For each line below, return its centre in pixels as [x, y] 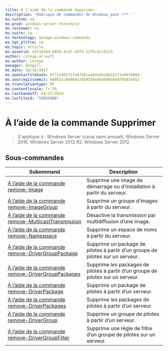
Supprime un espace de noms [122, 229]
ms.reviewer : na [22, 28]
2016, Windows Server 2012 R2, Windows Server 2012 [73, 142]
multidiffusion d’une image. [118, 221]
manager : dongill [23, 65]
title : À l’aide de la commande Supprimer [50, 10]
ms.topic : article [24, 47]
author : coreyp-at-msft [30, 56]
